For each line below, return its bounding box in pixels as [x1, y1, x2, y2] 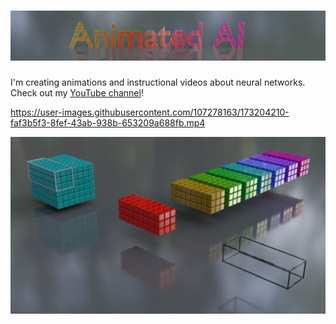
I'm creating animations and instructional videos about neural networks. [10, 76, 306, 88]
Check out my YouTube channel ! [10, 86, 144, 99]
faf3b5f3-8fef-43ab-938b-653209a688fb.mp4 [10, 116, 206, 129]
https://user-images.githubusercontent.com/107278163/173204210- [10, 106, 290, 118]
